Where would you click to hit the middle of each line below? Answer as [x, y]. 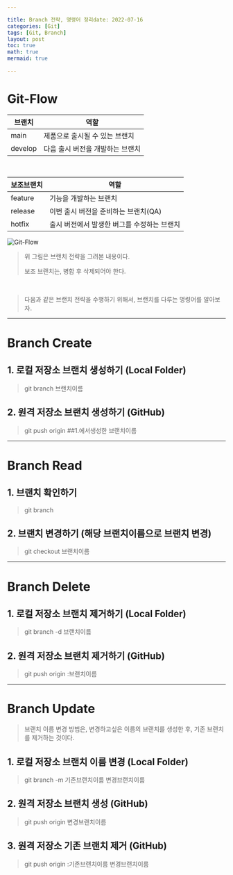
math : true [23, 52]
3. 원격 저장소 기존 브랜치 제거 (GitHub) [87, 846]
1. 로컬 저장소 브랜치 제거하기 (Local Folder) [97, 614]
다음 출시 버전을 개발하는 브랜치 [92, 149]
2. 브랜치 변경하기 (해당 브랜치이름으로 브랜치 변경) [109, 533]
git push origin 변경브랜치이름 [65, 821]
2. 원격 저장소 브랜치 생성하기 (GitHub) [86, 412]
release [23, 211]
